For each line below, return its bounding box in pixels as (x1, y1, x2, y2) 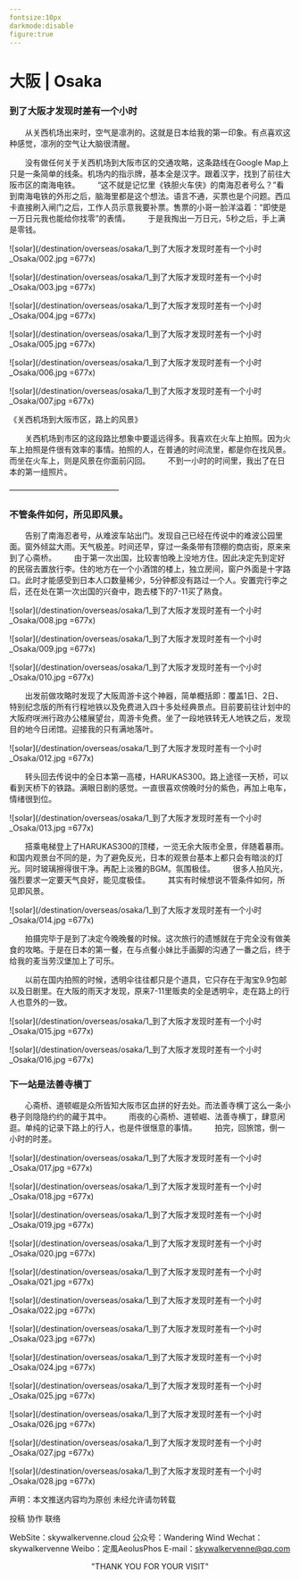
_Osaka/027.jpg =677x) (9, 1448, 95, 1458)
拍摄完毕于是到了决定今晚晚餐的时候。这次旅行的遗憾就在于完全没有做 (25, 933, 283, 944)
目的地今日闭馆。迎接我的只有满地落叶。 (9, 724, 158, 735)
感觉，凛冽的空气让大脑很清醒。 (16, 138, 135, 148)
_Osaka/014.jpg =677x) (9, 915, 95, 925)
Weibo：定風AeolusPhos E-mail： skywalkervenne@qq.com (71, 1543, 291, 1554)
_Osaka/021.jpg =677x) (9, 1276, 95, 1287)
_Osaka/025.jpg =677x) (9, 1391, 96, 1401)
